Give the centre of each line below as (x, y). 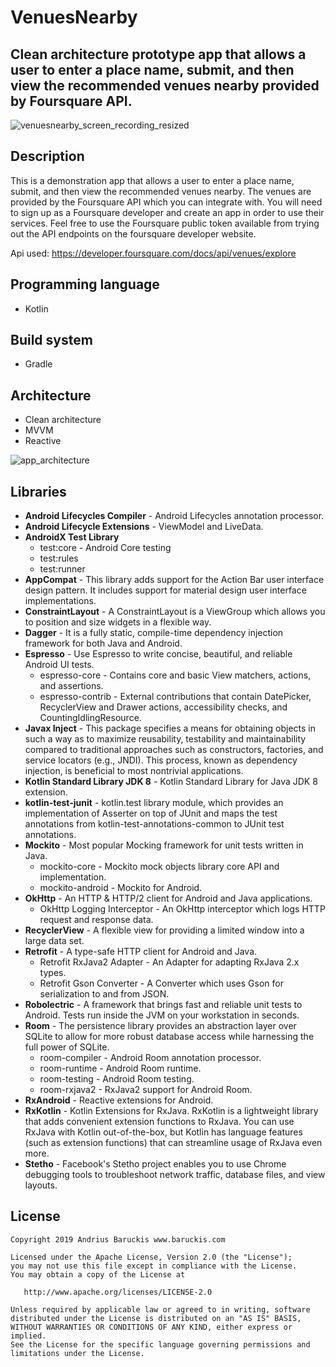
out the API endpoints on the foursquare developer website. (133, 233)
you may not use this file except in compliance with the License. (154, 1266)
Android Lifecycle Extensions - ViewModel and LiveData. (144, 527)
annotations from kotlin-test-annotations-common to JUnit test (154, 824)
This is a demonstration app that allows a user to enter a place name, (152, 180)
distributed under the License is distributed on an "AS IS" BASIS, (156, 1318)
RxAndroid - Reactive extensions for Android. (119, 1100)
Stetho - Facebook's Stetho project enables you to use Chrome (155, 1164)
